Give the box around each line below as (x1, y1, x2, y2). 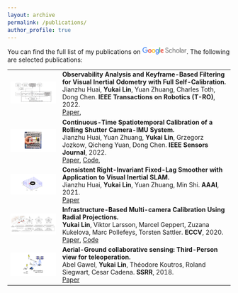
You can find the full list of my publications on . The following (7, 48, 230, 56)
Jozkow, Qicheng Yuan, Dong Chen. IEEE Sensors (62, 140, 209, 149)
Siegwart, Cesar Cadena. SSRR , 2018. (62, 268, 174, 277)
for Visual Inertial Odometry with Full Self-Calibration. (62, 78, 227, 87)
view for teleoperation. (62, 253, 131, 262)
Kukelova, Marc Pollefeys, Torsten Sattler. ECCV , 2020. (62, 228, 224, 237)
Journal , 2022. (62, 148, 107, 156)
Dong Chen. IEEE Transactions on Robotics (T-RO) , (62, 93, 215, 101)
